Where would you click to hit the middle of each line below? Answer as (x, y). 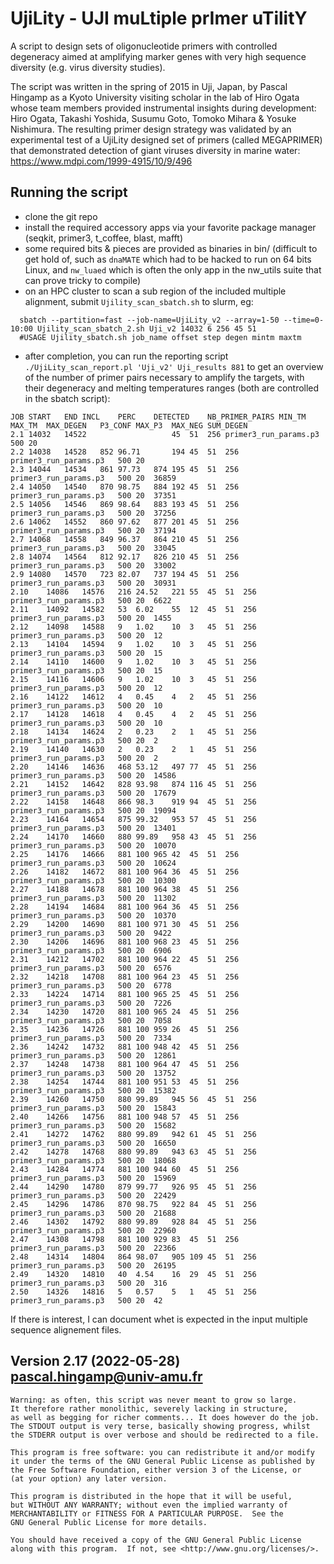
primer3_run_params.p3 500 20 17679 (93, 793)
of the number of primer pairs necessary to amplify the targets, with (164, 377)
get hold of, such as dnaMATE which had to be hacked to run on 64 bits (168, 259)
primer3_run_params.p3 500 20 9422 (91, 933)
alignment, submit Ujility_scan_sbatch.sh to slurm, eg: (139, 301)
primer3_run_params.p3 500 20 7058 (91, 1020)
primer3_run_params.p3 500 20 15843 (93, 1108)
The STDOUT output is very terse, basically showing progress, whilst (160, 1426)
